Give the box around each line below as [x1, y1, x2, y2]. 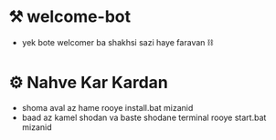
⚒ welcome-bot [8, 6, 132, 27]
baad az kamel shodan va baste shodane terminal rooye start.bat [21, 112, 267, 123]
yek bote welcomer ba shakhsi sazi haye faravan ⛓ [21, 36, 214, 47]
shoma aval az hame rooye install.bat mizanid [21, 102, 194, 113]
